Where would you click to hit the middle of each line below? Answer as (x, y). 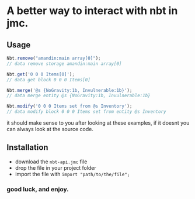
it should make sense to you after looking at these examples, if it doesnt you (98, 123)
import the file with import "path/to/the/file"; (72, 174)
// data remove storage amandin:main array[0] (64, 64)
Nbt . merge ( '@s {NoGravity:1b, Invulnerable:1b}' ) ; (69, 90)
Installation (27, 147)
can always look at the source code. (50, 129)
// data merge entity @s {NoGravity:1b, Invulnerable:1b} (79, 96)
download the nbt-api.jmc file (51, 162)
